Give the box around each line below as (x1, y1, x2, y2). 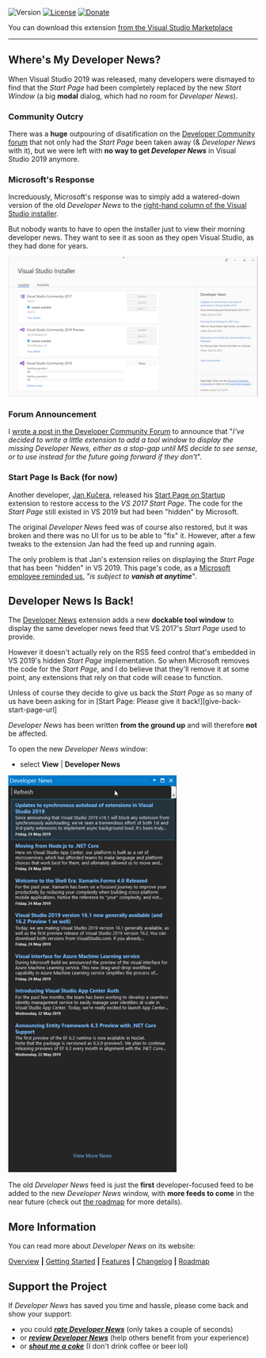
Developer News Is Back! (8, 594, 135, 607)
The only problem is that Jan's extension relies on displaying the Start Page (8, 554, 255, 564)
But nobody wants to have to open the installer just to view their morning (8, 225, 245, 234)
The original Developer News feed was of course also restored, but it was (8, 522, 248, 532)
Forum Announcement (8, 409, 97, 420)
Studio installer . (8, 209, 59, 218)
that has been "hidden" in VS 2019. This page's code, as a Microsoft (8, 563, 231, 572)
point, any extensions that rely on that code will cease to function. (8, 673, 223, 683)
